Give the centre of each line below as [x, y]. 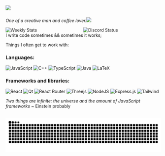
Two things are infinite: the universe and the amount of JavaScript [73, 101]
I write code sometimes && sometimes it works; [54, 35]
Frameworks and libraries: [38, 81]
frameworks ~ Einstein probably [38, 106]
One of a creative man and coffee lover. [46, 20]
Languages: [20, 57]
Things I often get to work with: [37, 45]
